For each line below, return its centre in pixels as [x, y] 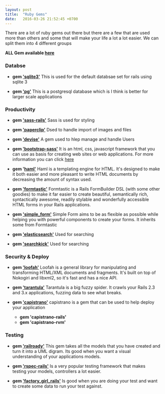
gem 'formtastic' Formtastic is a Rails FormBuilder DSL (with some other [86, 189]
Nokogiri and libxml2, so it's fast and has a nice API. [65, 278]
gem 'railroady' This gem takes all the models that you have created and [86, 346]
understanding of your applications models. [56, 356]
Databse [16, 66]
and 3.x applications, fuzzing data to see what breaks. [67, 293]
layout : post [18, 10]
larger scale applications [37, 96]
